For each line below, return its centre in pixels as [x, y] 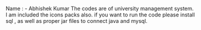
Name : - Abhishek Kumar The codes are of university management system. [100, 9]
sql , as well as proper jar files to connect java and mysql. [77, 21]
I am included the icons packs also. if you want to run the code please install [100, 15]
